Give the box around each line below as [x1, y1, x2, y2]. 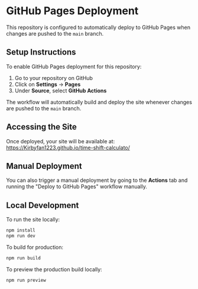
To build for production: [6, 243, 64, 251]
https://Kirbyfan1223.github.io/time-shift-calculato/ [6, 144, 130, 151]
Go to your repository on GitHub [14, 74, 93, 81]
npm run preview [6, 277, 46, 283]
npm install [6, 227, 35, 233]
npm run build [6, 255, 41, 261]
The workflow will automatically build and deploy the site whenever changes [6, 98, 192, 105]
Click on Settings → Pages [14, 81, 81, 88]
